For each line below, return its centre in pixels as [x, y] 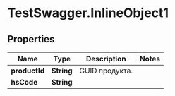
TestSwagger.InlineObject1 [88, 13]
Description [106, 59]
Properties [31, 39]
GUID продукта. [106, 71]
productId [28, 71]
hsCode [24, 82]
